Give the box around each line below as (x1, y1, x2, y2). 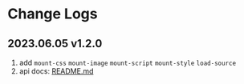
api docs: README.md (18, 66, 94, 76)
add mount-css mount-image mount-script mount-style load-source (18, 58, 237, 67)
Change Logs (7, 5, 98, 23)
